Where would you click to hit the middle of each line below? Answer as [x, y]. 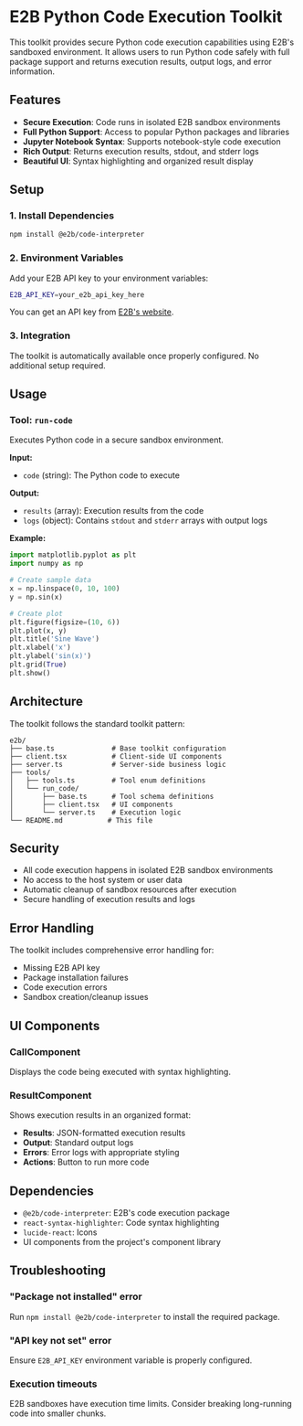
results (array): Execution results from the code [113, 511]
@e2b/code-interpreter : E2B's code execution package [126, 1213]
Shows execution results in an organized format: [100, 1115]
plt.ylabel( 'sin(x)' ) [51, 656]
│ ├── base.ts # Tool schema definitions [112, 796]
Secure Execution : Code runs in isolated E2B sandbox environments [151, 122]
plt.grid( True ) [38, 665]
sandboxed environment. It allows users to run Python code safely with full [150, 51]
